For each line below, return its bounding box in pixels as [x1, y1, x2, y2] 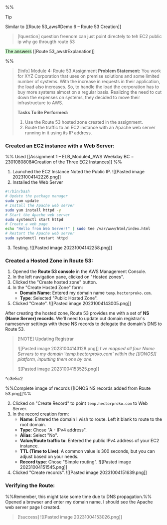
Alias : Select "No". [19, 432, 58, 438]
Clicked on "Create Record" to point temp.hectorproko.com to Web [12, 400, 148, 406]
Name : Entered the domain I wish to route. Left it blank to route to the [19, 416, 163, 422]
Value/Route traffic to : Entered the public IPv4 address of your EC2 [19, 438, 160, 444]
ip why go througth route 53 [17, 39, 75, 45]
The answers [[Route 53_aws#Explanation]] [5, 49, 95, 54]
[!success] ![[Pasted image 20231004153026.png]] [17, 513, 122, 520]
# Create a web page [5, 221, 48, 227]
